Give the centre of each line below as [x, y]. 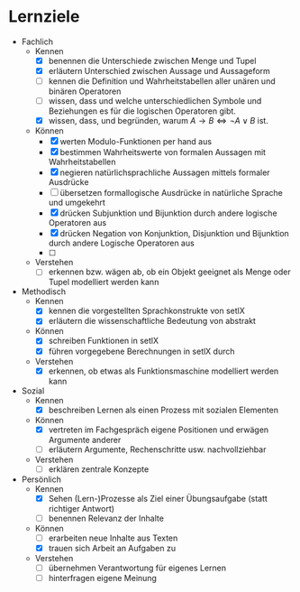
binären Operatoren [85, 91]
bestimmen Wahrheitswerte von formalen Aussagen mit [163, 153]
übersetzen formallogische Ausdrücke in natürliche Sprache [171, 193]
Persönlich [41, 479]
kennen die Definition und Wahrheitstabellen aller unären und [162, 81]
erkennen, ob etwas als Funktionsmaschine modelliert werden [164, 371]
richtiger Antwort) [81, 508]
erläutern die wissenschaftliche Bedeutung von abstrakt [152, 321]
